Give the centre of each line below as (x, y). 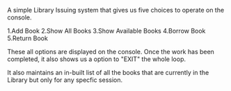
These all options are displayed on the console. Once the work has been (111, 52)
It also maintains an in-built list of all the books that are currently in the (108, 73)
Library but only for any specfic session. (65, 80)
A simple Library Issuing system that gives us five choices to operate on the (116, 10)
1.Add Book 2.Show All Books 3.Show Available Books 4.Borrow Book (106, 31)
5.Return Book (28, 38)
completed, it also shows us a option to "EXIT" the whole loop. (97, 59)
